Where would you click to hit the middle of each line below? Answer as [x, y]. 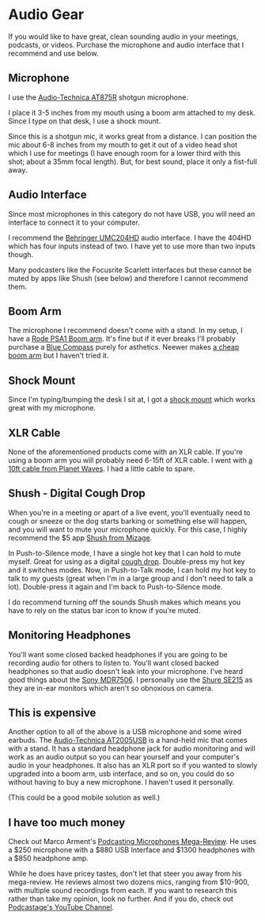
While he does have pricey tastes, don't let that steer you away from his [125, 874]
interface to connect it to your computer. [74, 222]
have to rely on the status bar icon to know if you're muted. [104, 610]
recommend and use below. [53, 53]
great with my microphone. [52, 408]
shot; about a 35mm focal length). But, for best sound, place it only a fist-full [132, 161]
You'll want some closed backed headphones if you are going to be [118, 654]
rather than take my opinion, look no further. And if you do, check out [121, 899]
